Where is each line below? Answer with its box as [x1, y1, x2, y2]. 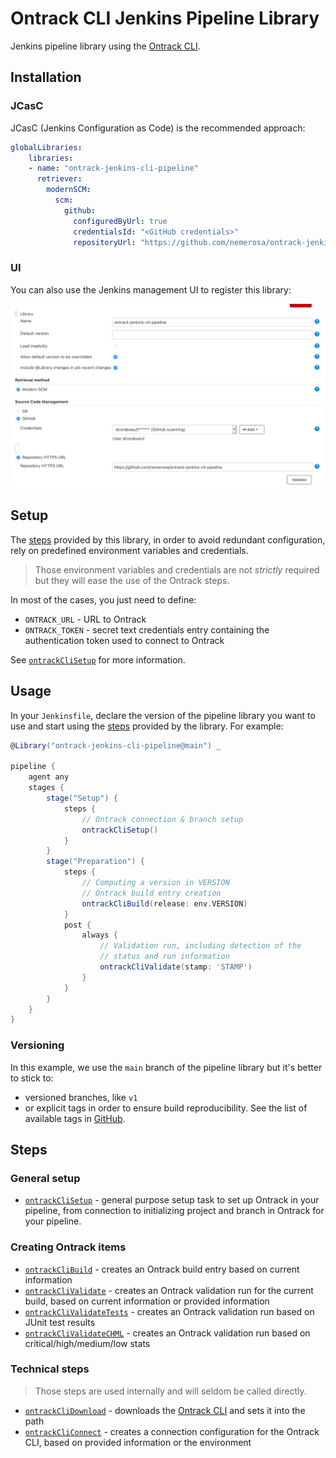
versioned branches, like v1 [24, 1091, 138, 1103]
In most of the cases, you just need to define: [10, 593, 197, 606]
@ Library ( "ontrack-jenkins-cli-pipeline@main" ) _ [10, 740, 222, 751]
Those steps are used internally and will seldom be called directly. [34, 1385, 307, 1397]
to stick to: [10, 1072, 54, 1084]
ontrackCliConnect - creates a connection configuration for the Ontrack [24, 1425, 320, 1437]
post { [63, 920, 92, 930]
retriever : [36, 174, 83, 184]
